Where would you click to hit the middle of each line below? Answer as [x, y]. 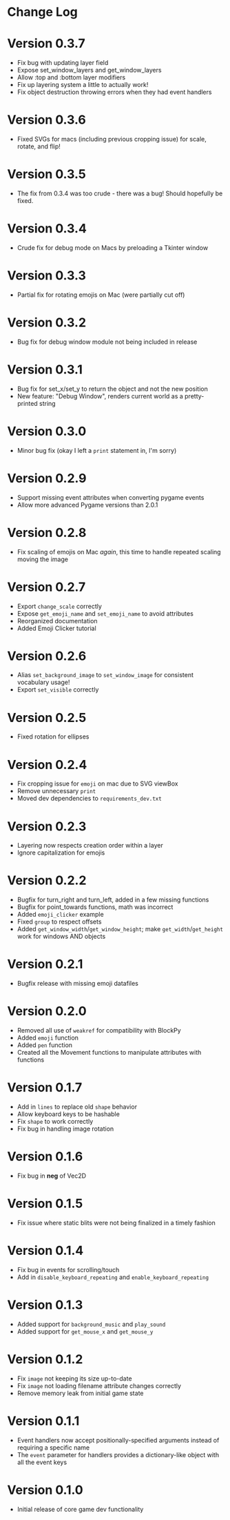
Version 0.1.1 [43, 1421]
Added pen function [45, 1045]
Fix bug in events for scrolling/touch [68, 1269]
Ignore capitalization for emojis [61, 852]
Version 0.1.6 [45, 1157]
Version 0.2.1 [45, 964]
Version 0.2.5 [47, 718]
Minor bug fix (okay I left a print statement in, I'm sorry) [97, 450]
